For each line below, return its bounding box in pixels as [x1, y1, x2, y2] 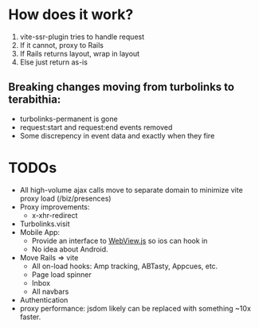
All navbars [31, 287, 69, 296]
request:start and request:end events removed [19, 122, 173, 132]
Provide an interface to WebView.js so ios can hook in [31, 236, 208, 245]
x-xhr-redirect [31, 210, 78, 220]
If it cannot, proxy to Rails [19, 40, 104, 49]
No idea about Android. [31, 244, 109, 254]
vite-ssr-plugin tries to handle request [19, 32, 145, 41]
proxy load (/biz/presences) [19, 193, 112, 203]
